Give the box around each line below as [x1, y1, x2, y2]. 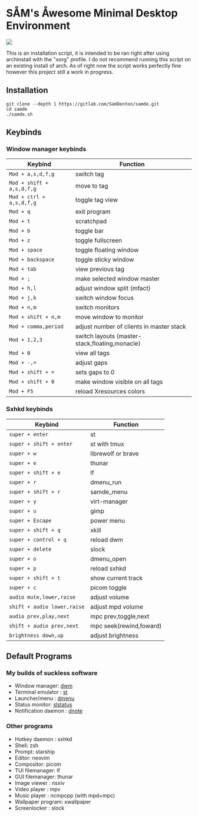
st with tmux [90, 440, 124, 448]
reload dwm [90, 536, 124, 544]
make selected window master [75, 275, 160, 283]
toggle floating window [75, 246, 139, 254]
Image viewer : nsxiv [14, 779, 65, 787]
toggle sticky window [75, 256, 134, 264]
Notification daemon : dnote [14, 708, 83, 715]
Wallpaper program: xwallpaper [14, 798, 91, 805]
